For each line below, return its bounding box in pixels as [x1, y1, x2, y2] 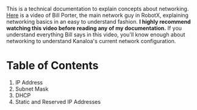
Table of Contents [6, 59, 99, 72]
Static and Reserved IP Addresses [15, 98, 101, 105]
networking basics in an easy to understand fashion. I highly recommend [6, 18, 191, 25]
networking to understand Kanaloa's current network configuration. [6, 38, 176, 44]
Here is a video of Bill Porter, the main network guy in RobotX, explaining [6, 12, 189, 19]
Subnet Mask [15, 85, 49, 92]
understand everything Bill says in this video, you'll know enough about [6, 31, 185, 38]
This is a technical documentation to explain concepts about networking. [6, 5, 189, 12]
